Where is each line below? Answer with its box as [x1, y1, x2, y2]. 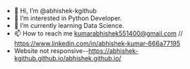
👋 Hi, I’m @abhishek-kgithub [13, 7, 97, 15]
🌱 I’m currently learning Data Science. [13, 22, 125, 29]
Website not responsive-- [13, 47, 89, 55]
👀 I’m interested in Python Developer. [13, 14, 122, 22]
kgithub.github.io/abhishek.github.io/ [13, 54, 121, 62]
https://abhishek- [88, 47, 139, 55]
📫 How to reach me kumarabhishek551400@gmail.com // [13, 29, 184, 38]
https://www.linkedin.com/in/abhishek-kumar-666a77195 [13, 39, 181, 47]
